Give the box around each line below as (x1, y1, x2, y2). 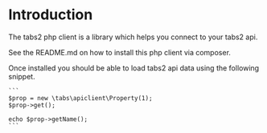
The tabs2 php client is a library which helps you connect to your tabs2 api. (8, 32, 258, 42)
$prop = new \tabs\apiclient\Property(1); (8, 94, 153, 102)
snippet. (8, 71, 35, 81)
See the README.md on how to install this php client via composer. (8, 47, 232, 57)
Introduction (8, 6, 93, 24)
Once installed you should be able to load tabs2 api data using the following (8, 62, 260, 73)
